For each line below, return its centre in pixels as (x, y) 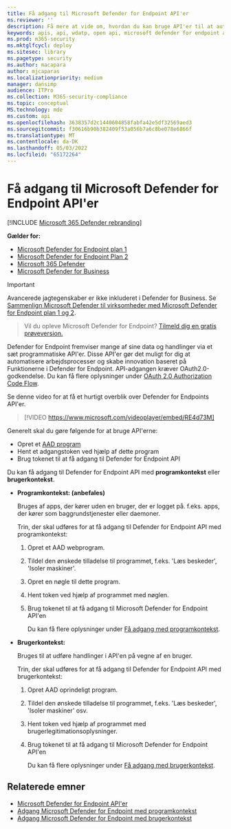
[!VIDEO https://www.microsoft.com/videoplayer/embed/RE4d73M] (119, 417)
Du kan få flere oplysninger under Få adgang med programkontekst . (124, 629)
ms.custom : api (29, 116)
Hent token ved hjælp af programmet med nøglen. (98, 595)
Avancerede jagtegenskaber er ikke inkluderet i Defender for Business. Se (112, 298)
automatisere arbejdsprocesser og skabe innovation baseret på (97, 361)
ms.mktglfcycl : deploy (40, 46)
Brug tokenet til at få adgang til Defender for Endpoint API (99, 459)
